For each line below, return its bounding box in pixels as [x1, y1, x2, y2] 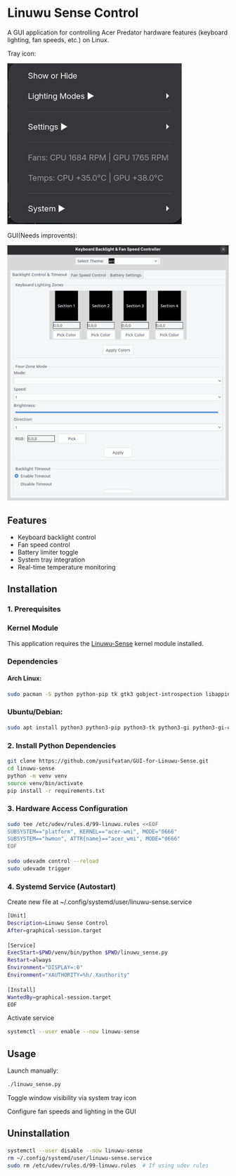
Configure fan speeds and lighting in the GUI [7, 1107, 136, 1116]
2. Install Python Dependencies [7, 740, 117, 750]
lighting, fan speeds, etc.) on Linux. [7, 35, 110, 44]
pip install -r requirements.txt [7, 787, 105, 794]
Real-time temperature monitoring [17, 562, 116, 571]
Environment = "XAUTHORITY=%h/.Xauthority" [7, 971, 131, 978]
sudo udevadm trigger [7, 865, 71, 872]
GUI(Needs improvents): [7, 231, 77, 240]
